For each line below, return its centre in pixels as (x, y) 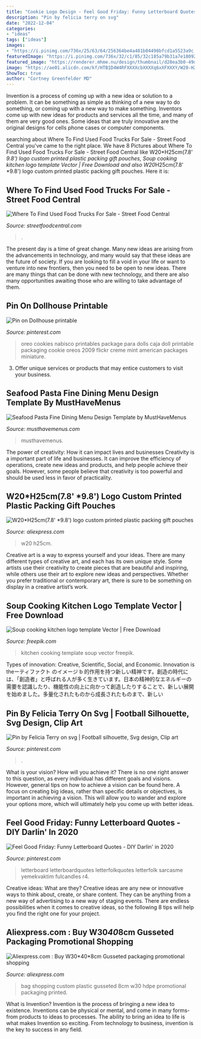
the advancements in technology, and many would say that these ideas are (98, 255)
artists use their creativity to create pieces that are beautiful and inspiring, (97, 568)
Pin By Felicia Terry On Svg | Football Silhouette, (98, 713)
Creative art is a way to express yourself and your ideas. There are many (96, 555)
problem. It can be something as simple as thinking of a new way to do (93, 102)
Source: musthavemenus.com (43, 429)
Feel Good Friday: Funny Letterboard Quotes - (93, 823)
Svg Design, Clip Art (45, 723)
